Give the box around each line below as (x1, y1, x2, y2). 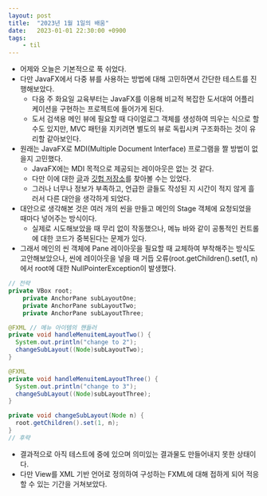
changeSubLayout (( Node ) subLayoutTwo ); (15, 346, 145, 354)
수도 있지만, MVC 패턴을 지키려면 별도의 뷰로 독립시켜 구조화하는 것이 (31, 124, 248, 134)
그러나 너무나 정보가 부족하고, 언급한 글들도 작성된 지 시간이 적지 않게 (31, 184, 247, 194)
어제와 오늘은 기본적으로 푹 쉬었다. (19, 65, 127, 74)
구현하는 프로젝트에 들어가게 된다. (59, 104, 165, 114)
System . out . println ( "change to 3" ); (15, 382, 137, 391)
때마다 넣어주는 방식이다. (19, 214, 97, 223)
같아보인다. (46, 134, 81, 144)
